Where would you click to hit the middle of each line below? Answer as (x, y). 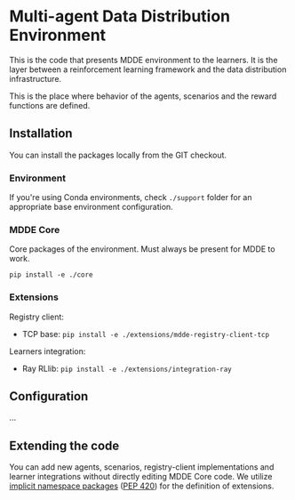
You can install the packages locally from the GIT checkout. (118, 155)
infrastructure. (36, 78)
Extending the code (64, 445)
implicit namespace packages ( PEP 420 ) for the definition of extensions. (142, 486)
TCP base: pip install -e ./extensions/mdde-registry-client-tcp (145, 334)
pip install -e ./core (51, 275)
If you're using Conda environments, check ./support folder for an (131, 198)
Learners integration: (48, 351)
